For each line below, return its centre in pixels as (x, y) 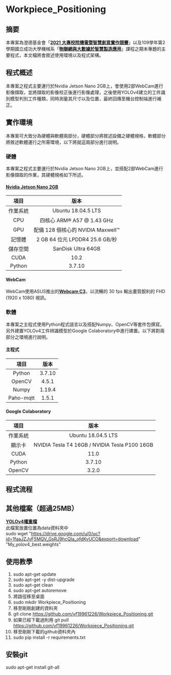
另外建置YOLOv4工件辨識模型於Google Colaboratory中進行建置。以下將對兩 (85, 331)
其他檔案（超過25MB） (42, 508)
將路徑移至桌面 (29, 597)
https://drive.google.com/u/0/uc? (65, 534)
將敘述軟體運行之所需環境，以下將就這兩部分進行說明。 (63, 142)
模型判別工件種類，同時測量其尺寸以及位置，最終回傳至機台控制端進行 (83, 99)
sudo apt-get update (35, 574)
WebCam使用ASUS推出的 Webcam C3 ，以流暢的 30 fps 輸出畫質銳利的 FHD (85, 292)
